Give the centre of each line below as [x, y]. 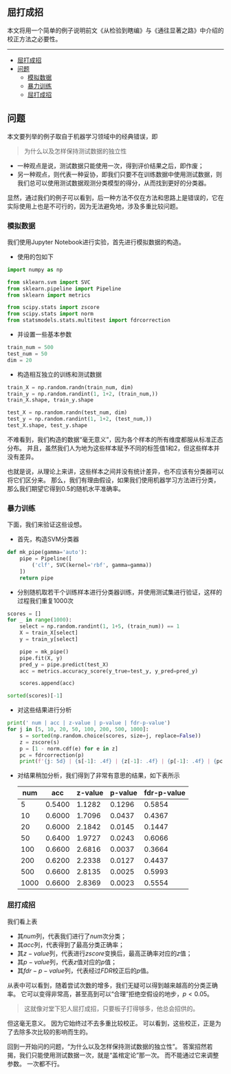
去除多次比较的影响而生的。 [52, 1032]
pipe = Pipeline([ [46, 559]
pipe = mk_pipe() [44, 652]
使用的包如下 [35, 257]
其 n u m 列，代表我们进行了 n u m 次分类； [72, 936]
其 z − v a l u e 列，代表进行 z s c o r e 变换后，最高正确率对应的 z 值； [104, 953]
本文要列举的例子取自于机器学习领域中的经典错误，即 [82, 136]
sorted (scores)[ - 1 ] [35, 696]
